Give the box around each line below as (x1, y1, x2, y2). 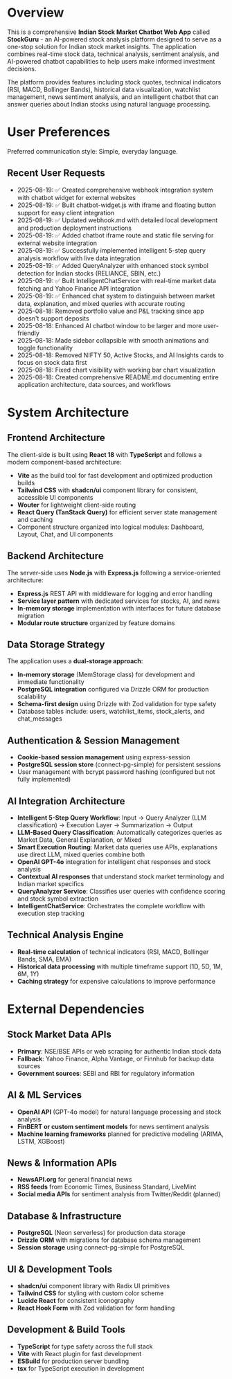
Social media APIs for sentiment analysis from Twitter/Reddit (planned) (17, 1190, 221, 1198)
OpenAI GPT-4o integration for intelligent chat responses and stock (17, 857, 211, 866)
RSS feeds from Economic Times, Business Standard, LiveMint (17, 1182, 197, 1191)
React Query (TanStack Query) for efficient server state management (17, 507, 217, 516)
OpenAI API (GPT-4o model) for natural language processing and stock (17, 1108, 222, 1116)
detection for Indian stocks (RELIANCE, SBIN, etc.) (17, 269, 161, 278)
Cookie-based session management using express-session (17, 753, 190, 761)
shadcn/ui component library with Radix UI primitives (17, 1282, 170, 1290)
